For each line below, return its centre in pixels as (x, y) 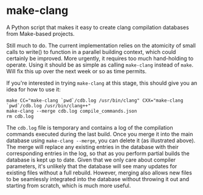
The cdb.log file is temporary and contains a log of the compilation (90, 127)
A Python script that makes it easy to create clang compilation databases (98, 27)
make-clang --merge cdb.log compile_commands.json (72, 111)
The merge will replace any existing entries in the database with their (93, 147)
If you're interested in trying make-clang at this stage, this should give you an (102, 83)
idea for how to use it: (33, 89)
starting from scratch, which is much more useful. (69, 185)
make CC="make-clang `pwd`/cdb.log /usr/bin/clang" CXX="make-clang (95, 101)
